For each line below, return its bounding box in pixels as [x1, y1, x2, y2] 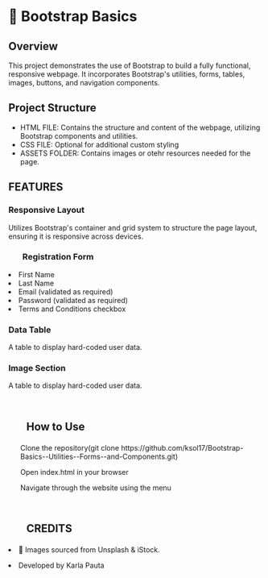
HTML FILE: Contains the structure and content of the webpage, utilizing [19, 123, 261, 132]
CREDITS [26, 522, 72, 535]
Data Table [8, 324, 52, 335]
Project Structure [8, 101, 97, 115]
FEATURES [8, 181, 64, 194]
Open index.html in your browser [19, 467, 129, 476]
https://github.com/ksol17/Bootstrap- [120, 443, 244, 452]
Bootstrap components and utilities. [19, 131, 138, 140]
